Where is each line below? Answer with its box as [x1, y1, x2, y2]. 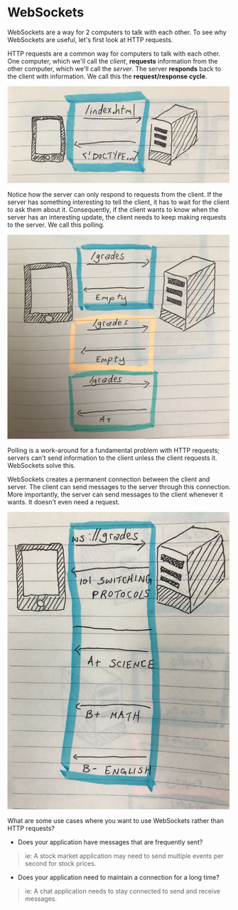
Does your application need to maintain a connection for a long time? [17, 873, 220, 881]
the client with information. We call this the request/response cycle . [7, 72, 207, 81]
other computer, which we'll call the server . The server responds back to [7, 64, 222, 73]
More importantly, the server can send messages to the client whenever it [7, 490, 224, 499]
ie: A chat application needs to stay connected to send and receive [24, 886, 221, 895]
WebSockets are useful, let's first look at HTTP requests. [7, 35, 173, 44]
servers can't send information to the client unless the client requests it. [7, 454, 218, 462]
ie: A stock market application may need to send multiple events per [24, 852, 224, 860]
